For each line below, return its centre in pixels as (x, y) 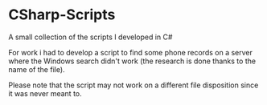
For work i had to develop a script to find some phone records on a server (131, 52)
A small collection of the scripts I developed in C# (90, 37)
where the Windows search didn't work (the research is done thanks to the (132, 61)
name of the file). (37, 69)
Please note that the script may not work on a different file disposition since (133, 85)
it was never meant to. (45, 93)
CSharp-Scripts (62, 15)
